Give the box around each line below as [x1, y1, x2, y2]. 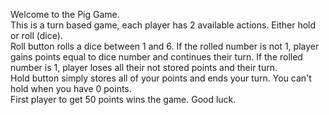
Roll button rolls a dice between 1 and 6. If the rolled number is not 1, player [10, 40, 320, 52]
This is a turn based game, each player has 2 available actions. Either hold [10, 19, 317, 31]
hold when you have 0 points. [10, 83, 132, 94]
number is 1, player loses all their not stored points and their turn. [10, 62, 278, 73]
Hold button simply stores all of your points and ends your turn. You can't [10, 72, 312, 84]
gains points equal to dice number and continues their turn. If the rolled [10, 51, 303, 63]
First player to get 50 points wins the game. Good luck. [10, 94, 237, 105]
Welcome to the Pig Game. [10, 9, 120, 20]
